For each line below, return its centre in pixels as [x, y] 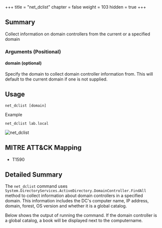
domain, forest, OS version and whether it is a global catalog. [66, 206]
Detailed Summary [34, 174]
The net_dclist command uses [36, 186]
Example [14, 114]
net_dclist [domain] [26, 106]
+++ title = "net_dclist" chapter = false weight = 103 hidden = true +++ [76, 7]
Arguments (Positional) [33, 51]
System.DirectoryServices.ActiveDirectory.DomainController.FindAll [76, 191]
